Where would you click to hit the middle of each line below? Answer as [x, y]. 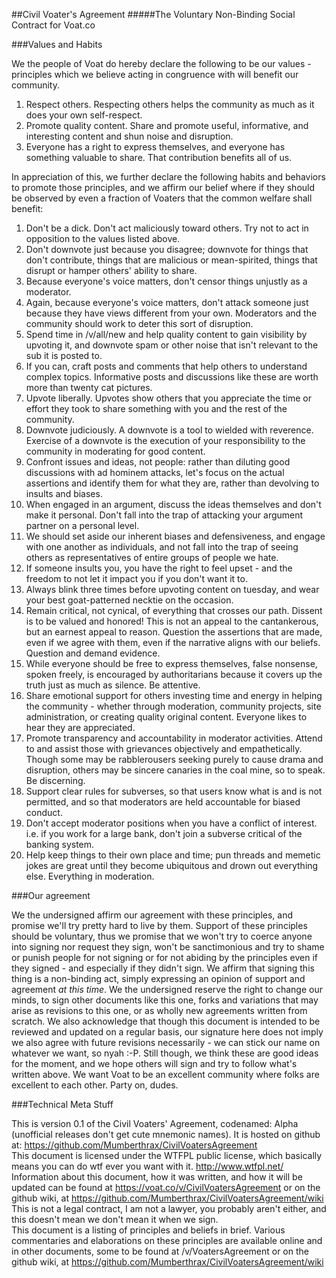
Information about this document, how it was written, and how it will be [157, 1177]
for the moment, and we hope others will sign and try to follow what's [154, 1063]
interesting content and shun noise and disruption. [129, 136]
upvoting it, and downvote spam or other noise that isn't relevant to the [172, 345]
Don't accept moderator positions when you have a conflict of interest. [171, 823]
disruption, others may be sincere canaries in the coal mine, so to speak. [175, 770]
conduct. [44, 812]
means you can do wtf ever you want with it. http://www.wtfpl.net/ [147, 1166]
